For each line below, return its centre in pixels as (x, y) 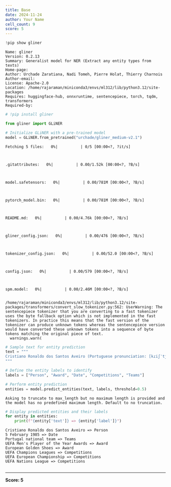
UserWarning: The (144, 307)
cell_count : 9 (20, 24)
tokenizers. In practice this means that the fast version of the (77, 320)
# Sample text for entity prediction (45, 347)
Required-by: (19, 105)
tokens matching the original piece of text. (54, 334)
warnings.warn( (26, 338)
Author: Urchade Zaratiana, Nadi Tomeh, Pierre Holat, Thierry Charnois (84, 74)
